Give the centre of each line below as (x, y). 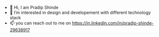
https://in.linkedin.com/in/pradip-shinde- (113, 23)
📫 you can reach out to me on (40, 23)
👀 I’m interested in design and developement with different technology (80, 12)
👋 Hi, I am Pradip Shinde (34, 7)
